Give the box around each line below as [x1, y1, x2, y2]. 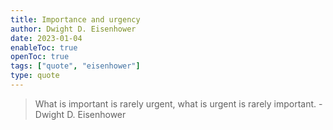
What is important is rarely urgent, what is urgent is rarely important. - [34, 97, 323, 110]
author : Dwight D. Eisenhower [10, 24, 137, 34]
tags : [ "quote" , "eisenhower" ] [10, 61, 141, 71]
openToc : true [10, 52, 70, 62]
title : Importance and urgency [10, 14, 141, 25]
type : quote [10, 71, 60, 81]
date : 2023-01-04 [10, 33, 83, 43]
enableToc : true [10, 42, 78, 53]
